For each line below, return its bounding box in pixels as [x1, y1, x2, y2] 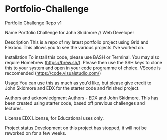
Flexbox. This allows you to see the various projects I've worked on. [5, 44, 145, 50]
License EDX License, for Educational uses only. [5, 115, 104, 121]
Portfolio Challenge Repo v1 [5, 20, 62, 26]
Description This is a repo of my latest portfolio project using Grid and [5, 39, 149, 45]
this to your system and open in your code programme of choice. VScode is [5, 65, 161, 71]
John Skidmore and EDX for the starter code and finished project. [5, 85, 140, 91]
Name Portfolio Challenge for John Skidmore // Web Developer [5, 29, 135, 35]
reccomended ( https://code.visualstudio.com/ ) [5, 70, 101, 76]
